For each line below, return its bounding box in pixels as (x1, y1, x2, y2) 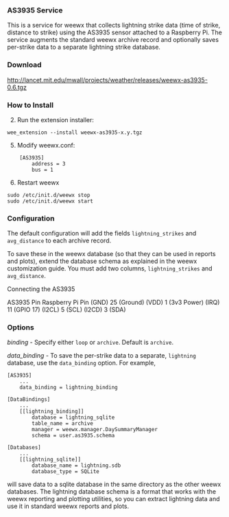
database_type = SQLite (32, 468, 99, 475)
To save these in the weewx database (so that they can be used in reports (7, 250, 216, 258)
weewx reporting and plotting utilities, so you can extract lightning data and (7, 495, 220, 503)
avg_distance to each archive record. (7, 236, 112, 245)
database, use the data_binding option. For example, (7, 359, 156, 367)
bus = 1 (32, 166, 53, 173)
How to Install (7, 100, 53, 110)
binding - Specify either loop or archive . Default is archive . (7, 338, 173, 347)
